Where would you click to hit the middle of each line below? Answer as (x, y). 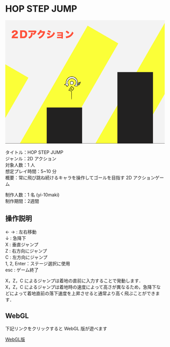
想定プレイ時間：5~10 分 (31, 171)
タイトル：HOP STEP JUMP (34, 152)
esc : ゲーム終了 (22, 270)
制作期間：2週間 (22, 201)
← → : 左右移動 (21, 232)
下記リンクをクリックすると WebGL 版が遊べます (56, 329)
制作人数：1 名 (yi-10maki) (32, 195)
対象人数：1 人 (20, 165)
